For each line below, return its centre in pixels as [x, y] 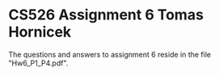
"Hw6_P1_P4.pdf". [38, 63]
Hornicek [40, 32]
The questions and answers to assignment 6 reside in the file [110, 54]
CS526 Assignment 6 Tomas [106, 15]
